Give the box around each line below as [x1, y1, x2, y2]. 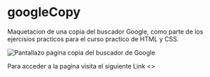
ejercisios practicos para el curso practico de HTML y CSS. [7, 34, 180, 43]
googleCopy [7, 4, 81, 20]
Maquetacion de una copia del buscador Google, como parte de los [7, 27, 204, 36]
